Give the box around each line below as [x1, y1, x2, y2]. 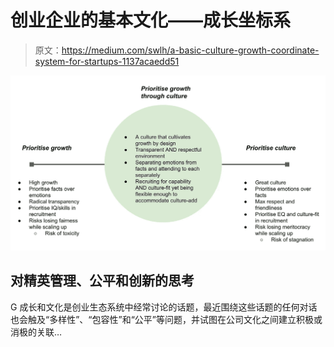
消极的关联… [10, 326, 63, 338]
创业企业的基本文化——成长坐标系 [10, 9, 292, 32]
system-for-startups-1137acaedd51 [34, 55, 180, 67]
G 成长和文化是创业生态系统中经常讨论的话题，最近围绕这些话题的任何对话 [10, 301, 318, 313]
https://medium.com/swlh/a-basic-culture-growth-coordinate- [61, 44, 320, 56]
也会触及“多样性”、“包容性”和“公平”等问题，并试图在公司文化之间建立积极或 [10, 313, 323, 325]
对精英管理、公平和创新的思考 [10, 272, 195, 290]
